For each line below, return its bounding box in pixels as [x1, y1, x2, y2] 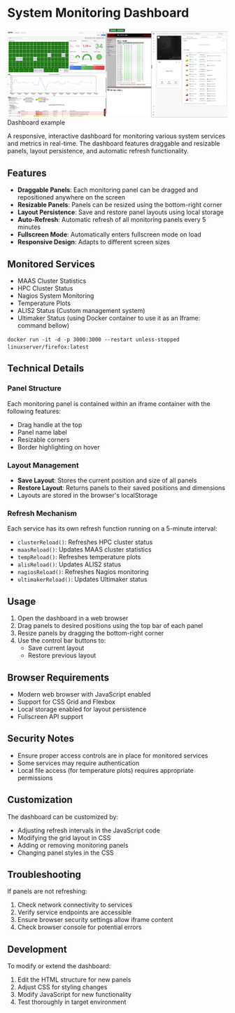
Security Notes [7, 733, 75, 745]
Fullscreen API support [17, 712, 84, 720]
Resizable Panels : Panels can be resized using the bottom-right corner [17, 201, 222, 209]
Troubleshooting [7, 868, 82, 880]
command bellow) [17, 321, 70, 330]
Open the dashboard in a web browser [17, 614, 129, 622]
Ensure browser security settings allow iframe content [17, 916, 173, 924]
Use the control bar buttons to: [17, 636, 106, 645]
